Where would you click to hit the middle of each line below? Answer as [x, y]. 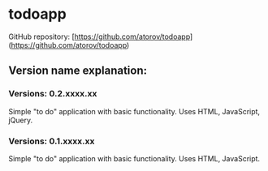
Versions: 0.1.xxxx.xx [52, 141]
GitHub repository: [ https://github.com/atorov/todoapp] [101, 36]
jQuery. [21, 120]
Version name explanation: [78, 71]
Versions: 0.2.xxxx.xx [53, 94]
